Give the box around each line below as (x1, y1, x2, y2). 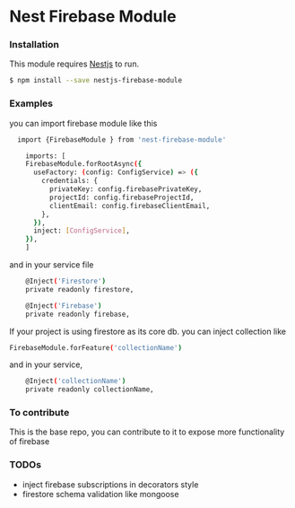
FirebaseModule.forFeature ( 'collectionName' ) (9, 343, 182, 352)
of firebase (9, 436, 50, 447)
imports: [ (25, 151, 66, 161)
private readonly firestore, (25, 285, 134, 293)
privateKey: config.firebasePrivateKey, (48, 185, 203, 194)
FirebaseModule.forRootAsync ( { (25, 160, 143, 169)
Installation (9, 39, 60, 51)
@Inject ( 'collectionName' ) (25, 377, 126, 386)
